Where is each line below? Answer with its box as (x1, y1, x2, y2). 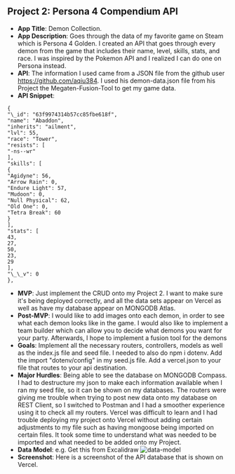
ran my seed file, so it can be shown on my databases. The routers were (17, 386, 227, 394)
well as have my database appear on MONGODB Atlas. (17, 304, 176, 312)
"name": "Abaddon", (7, 117, 65, 124)
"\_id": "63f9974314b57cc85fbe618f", (7, 111, 118, 118)
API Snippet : (17, 91, 55, 100)
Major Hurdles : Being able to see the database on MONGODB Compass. (17, 371, 227, 379)
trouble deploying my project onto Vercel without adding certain (17, 415, 202, 424)
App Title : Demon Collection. (17, 24, 102, 32)
